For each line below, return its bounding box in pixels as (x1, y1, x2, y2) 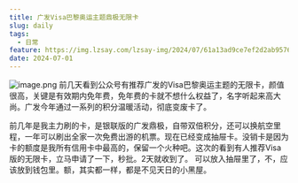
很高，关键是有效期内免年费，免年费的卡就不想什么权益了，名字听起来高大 (9, 90, 281, 101)
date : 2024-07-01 (9, 54, 74, 63)
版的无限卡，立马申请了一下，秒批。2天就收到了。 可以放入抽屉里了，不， (9, 154, 281, 164)
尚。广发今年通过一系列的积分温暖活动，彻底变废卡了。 (9, 102, 211, 111)
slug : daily (9, 21, 53, 30)
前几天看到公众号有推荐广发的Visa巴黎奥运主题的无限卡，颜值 (59, 80, 285, 89)
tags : (9, 29, 29, 38)
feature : (9, 46, 42, 55)
